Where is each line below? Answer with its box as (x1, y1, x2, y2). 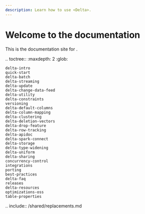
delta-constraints (5, 97, 44, 102)
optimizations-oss (5, 189, 44, 195)
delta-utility (5, 92, 35, 97)
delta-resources (5, 185, 39, 190)
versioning (5, 101, 28, 106)
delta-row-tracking (5, 127, 46, 133)
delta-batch (5, 74, 30, 79)
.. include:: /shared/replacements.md (5, 203, 82, 209)
